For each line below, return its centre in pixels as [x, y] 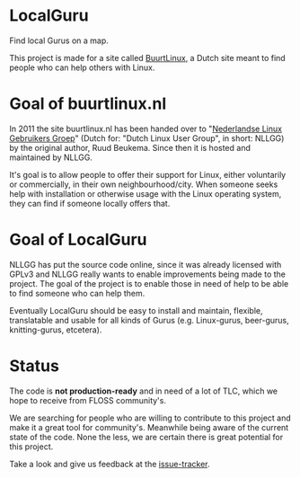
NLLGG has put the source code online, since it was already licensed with [146, 264]
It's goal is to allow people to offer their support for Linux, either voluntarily [148, 174]
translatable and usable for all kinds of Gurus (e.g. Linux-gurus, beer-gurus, [149, 320]
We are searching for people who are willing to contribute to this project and [150, 418]
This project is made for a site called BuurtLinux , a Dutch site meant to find [147, 58]
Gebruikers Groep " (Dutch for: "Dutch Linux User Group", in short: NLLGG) [147, 138]
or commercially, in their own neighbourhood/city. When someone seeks [144, 184]
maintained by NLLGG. [51, 157]
